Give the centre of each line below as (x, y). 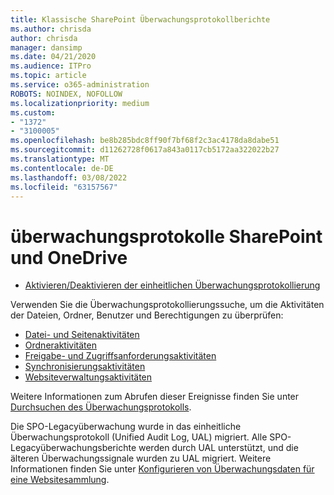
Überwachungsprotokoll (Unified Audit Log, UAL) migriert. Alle (139, 437)
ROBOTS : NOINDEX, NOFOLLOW (66, 94)
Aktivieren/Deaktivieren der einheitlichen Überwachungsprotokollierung (172, 285)
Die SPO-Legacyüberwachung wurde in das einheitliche (126, 427)
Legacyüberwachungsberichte (73, 448)
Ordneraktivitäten (60, 345)
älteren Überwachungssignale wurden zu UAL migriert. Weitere (141, 458)
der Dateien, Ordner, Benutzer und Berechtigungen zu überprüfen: (147, 315)
